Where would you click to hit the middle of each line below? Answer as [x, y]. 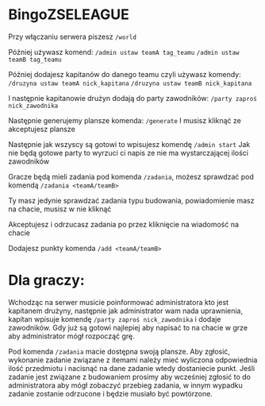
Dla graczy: [46, 280]
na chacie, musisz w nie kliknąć [60, 209]
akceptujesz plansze [42, 129]
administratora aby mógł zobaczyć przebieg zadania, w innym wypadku [126, 385]
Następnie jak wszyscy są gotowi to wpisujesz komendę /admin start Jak [129, 144]
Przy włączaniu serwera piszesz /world [73, 37]
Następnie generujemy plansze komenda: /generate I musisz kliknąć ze [125, 120]
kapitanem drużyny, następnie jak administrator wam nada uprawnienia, [126, 311]
